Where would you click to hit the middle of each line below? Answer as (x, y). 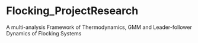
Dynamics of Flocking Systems (44, 33)
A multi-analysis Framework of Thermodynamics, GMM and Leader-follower (99, 27)
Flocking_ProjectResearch (72, 11)
